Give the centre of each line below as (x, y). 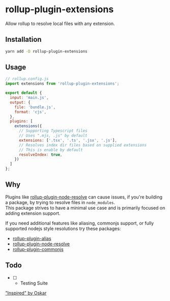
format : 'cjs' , (31, 112)
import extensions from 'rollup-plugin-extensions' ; (62, 84)
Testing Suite (34, 283)
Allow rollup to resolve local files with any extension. (60, 23)
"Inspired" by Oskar (26, 293)
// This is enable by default (51, 150)
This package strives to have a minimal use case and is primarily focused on (85, 208)
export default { (24, 93)
